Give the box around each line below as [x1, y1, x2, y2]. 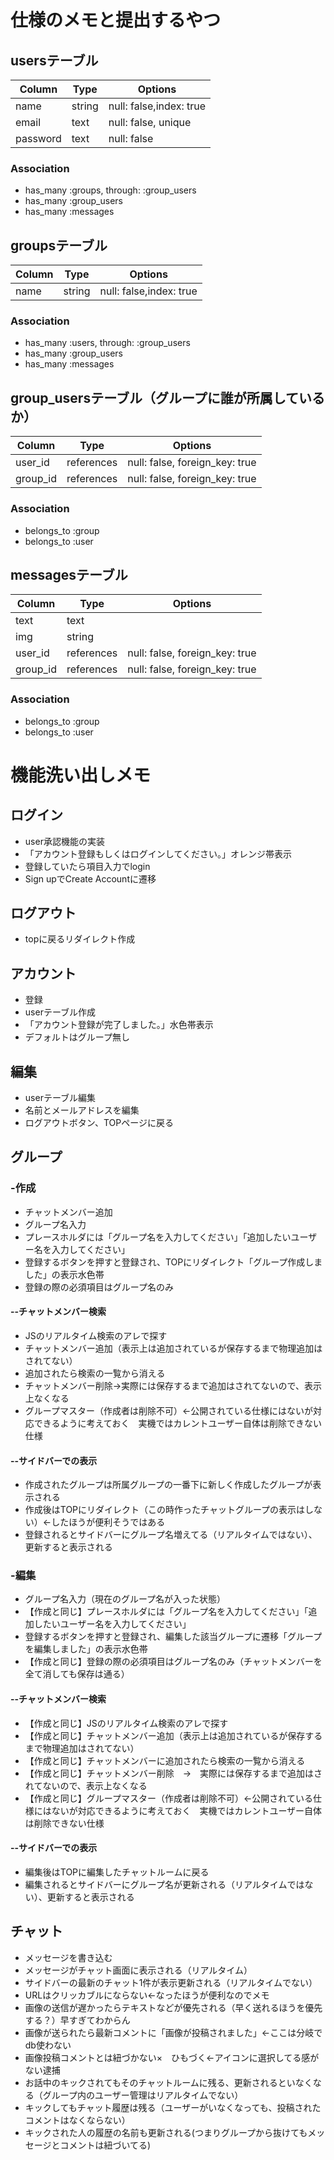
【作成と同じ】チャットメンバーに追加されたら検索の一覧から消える [24, 1754, 306, 1766]
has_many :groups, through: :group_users [24, 184, 197, 196]
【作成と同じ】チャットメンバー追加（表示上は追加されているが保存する [24, 1729, 323, 1741]
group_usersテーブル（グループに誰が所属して [10, 389, 300, 406]
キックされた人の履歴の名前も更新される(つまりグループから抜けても [24, 2126, 308, 2138]
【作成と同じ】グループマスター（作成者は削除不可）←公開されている [24, 1792, 313, 1804]
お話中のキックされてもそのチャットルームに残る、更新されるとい [24, 2076, 296, 2088]
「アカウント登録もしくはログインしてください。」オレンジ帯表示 [24, 847, 292, 860]
